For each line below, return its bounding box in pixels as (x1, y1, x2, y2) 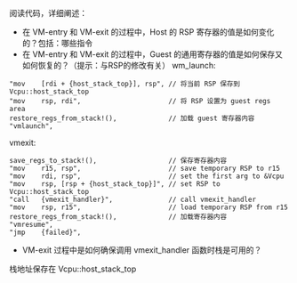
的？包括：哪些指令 (21, 38, 93, 48)
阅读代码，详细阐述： (9, 8, 87, 18)
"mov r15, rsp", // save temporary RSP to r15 (9, 164, 280, 173)
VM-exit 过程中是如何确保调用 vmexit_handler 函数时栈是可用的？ (21, 245, 262, 255)
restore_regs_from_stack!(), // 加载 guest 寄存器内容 (9, 114, 255, 123)
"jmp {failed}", (9, 228, 82, 237)
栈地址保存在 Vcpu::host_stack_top (9, 263, 137, 274)
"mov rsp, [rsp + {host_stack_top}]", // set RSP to (9, 180, 221, 189)
